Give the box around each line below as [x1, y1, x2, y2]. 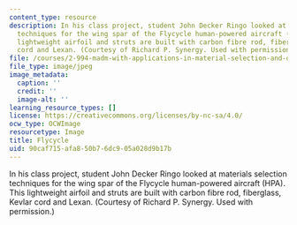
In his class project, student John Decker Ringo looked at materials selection [9, 169, 287, 179]
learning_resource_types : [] [9, 103, 117, 112]
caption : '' [17, 79, 62, 87]
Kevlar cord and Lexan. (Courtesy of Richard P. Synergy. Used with [9, 196, 254, 207]
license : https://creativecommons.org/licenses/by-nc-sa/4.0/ [9, 111, 243, 120]
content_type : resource [9, 12, 97, 22]
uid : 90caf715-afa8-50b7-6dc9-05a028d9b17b [9, 144, 172, 153]
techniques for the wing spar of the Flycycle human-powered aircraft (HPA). [9, 177, 286, 188]
